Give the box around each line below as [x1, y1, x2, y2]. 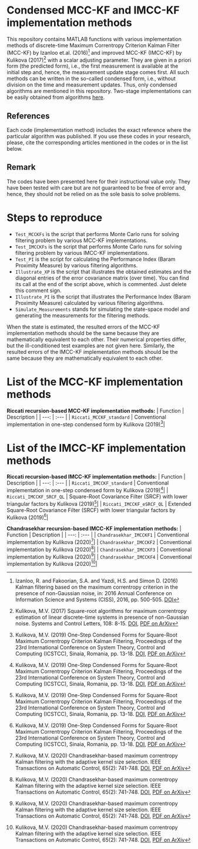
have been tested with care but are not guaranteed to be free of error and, [6, 184, 187, 191]
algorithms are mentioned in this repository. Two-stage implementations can [6, 88, 192, 95]
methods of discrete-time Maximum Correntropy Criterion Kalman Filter [6, 42, 180, 49]
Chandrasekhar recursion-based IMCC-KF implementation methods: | [6, 525, 182, 532]
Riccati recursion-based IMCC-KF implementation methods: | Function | [6, 473, 186, 480]
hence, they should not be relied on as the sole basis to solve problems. [6, 190, 181, 197]
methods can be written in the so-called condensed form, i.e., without [6, 75, 176, 82]
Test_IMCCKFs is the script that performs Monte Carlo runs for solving [15, 243, 182, 250]
